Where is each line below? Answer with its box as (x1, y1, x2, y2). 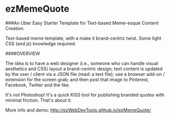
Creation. (5, 25, 25, 31)
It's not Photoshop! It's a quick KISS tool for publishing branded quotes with (5, 92, 165, 98)
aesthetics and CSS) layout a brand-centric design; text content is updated (5, 66, 163, 72)
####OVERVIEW (5, 50, 40, 56)
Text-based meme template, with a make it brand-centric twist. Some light (5, 35, 162, 41)
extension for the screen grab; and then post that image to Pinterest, (5, 76, 150, 82)
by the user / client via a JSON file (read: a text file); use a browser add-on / (5, 71, 165, 77)
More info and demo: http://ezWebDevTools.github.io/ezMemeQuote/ (5, 107, 152, 113)
